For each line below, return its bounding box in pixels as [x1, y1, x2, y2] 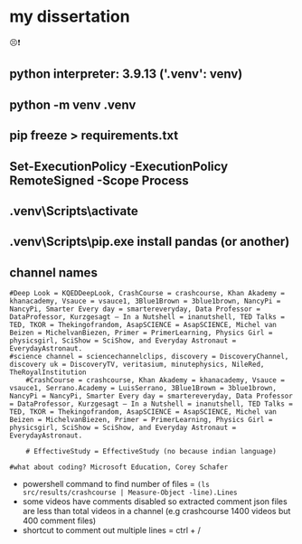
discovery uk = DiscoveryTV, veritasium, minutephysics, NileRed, [9, 360, 265, 370]
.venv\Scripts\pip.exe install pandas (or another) [9, 234, 290, 249]
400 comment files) [22, 515, 97, 526]
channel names [9, 265, 98, 280]
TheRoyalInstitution [9, 368, 88, 377]
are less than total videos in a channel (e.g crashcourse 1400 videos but [22, 506, 291, 517]
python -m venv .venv [9, 97, 137, 112]
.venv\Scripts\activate [9, 203, 138, 219]
